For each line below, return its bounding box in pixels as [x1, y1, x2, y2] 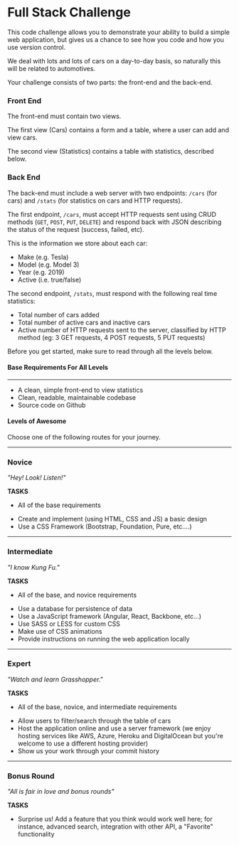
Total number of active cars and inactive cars [17, 318, 151, 326]
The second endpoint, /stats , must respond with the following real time [7, 289, 218, 297]
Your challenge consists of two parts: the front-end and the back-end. [7, 78, 213, 86]
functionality [17, 830, 55, 839]
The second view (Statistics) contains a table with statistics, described [7, 147, 215, 156]
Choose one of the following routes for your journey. [7, 432, 161, 441]
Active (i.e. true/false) [17, 275, 82, 284]
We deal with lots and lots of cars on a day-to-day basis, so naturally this [7, 56, 221, 65]
